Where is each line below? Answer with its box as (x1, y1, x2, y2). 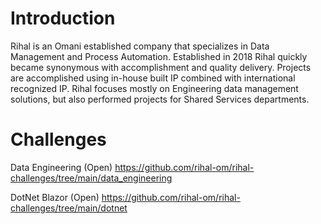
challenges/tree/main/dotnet (10, 202, 128, 214)
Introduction (10, 7, 116, 30)
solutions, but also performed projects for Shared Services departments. (10, 93, 310, 105)
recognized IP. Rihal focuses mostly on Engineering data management (10, 82, 299, 94)
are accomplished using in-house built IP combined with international (10, 72, 296, 84)
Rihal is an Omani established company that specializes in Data (10, 40, 270, 52)
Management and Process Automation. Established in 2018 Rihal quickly (10, 50, 308, 62)
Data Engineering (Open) (10, 161, 113, 173)
